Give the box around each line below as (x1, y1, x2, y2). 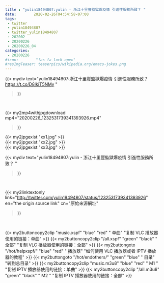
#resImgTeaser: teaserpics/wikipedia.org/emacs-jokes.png (5, 62, 126, 67)
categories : (5, 48, 29, 53)
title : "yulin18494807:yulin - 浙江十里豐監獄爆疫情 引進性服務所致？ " (5, 7, 146, 12)
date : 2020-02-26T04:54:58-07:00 (5, 12, 89, 17)
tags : (5, 16, 16, 21)
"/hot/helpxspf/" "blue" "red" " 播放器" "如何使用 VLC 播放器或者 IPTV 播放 (5, 248, 156, 254)
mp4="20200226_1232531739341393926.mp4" (5, 115, 102, 121)
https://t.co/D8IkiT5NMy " (5, 81, 58, 87)
